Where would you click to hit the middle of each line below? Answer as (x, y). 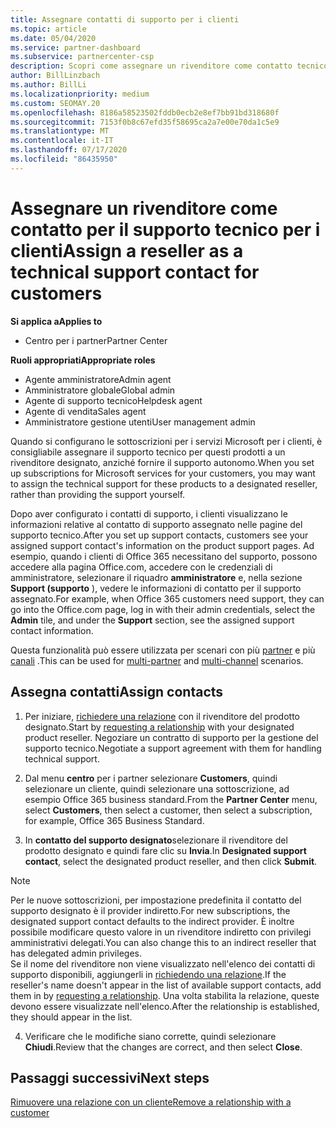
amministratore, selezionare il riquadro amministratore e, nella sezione (156, 577)
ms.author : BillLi (48, 85)
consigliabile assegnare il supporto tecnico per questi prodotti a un (148, 452)
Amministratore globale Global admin (100, 390)
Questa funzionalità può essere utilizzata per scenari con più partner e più (163, 650)
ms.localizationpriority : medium (80, 94)
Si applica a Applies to (56, 321)
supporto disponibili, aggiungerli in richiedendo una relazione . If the (148, 974)
